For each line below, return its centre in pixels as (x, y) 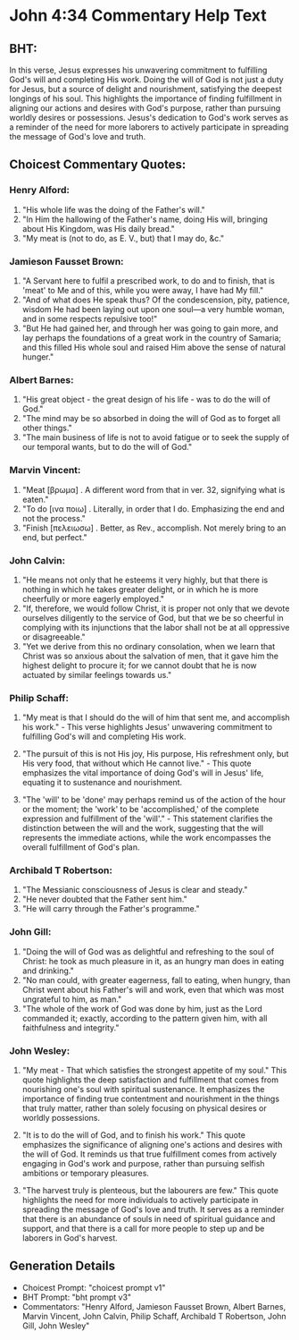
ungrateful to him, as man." (72, 999)
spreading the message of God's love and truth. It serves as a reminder (153, 1209)
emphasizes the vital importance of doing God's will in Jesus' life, (143, 773)
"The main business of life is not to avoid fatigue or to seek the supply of (156, 437)
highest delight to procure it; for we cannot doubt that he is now (139, 665)
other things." (47, 428)
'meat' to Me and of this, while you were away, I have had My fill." (143, 290)
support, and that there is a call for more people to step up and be (143, 1229)
